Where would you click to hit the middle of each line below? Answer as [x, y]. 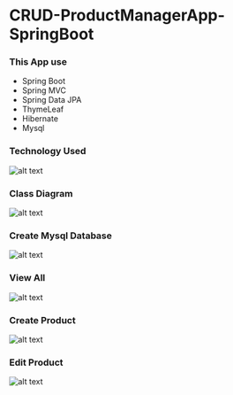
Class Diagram [41, 193]
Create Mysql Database [61, 236]
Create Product [43, 320]
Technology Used [48, 151]
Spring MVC [44, 90]
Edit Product [36, 362]
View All [27, 278]
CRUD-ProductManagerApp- [117, 15]
